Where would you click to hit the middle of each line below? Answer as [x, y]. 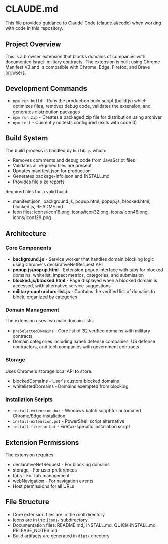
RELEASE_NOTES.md [35, 530]
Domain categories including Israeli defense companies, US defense [84, 341]
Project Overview [33, 44]
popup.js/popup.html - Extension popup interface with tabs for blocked [88, 270]
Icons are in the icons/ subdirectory [50, 520]
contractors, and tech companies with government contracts [76, 347]
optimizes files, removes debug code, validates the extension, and [81, 106]
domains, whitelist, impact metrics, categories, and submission [78, 275]
